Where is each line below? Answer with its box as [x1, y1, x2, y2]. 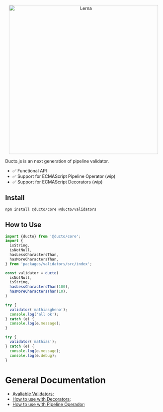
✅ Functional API [12, 168, 47, 173]
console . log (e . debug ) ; [9, 353, 57, 358]
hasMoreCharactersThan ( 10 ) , [9, 289, 68, 294]
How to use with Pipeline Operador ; [12, 402, 85, 408]
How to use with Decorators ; [12, 396, 71, 402]
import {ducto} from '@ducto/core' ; [5, 234, 81, 239]
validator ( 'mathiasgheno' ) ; [9, 307, 68, 312]
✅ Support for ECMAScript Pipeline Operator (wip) [12, 173, 116, 179]
